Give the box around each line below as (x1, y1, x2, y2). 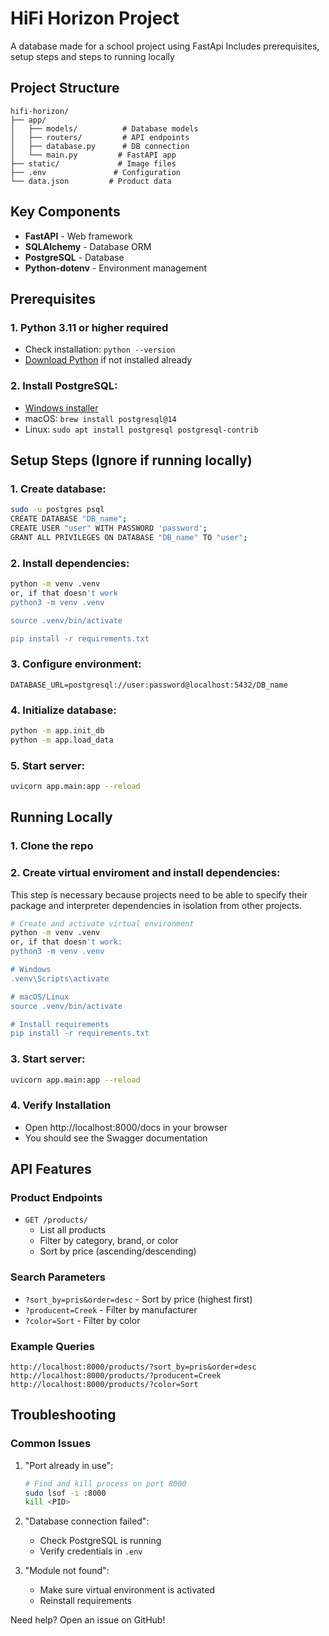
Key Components (10, 203, 121, 221)
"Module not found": (24, 1565, 110, 1577)
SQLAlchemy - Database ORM (24, 240, 152, 252)
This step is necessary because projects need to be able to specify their (10, 888, 308, 901)
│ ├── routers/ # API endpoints (10, 132, 190, 142)
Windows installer (24, 402, 99, 414)
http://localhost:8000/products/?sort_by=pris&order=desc (10, 1362, 257, 1372)
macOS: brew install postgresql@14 (24, 412, 177, 424)
